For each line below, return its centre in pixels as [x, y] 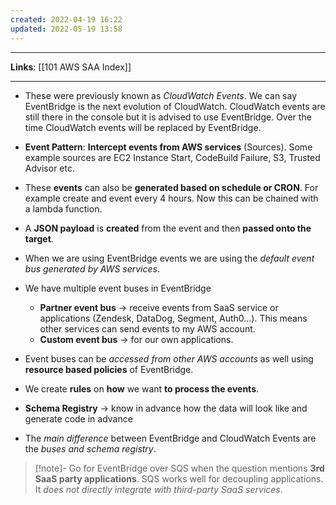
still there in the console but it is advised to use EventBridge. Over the [168, 117]
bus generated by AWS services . [92, 268]
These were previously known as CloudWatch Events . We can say [161, 95]
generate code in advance [78, 418]
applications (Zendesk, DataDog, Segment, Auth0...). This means [173, 318]
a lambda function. [63, 208]
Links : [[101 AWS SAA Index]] [71, 67]
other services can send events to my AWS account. [147, 328]
